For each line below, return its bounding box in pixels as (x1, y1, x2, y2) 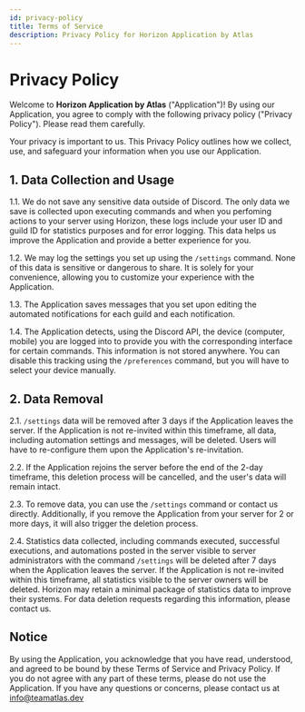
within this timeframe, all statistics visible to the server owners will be (9, 574, 269, 585)
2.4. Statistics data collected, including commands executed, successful (9, 535, 280, 546)
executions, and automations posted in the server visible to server (9, 545, 257, 556)
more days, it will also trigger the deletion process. (9, 518, 199, 529)
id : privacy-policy (9, 13, 84, 23)
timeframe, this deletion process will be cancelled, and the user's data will (9, 471, 287, 482)
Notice (9, 629, 48, 645)
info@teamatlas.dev (9, 692, 84, 703)
